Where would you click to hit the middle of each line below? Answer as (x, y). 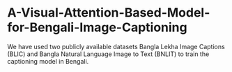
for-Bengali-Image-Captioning (97, 27)
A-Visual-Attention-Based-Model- (109, 13)
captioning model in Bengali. (48, 61)
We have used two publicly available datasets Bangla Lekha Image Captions (116, 46)
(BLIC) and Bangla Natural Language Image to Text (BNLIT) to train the (108, 54)
